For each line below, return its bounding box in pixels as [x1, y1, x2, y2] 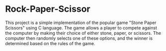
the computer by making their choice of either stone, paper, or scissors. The [5, 30, 162, 36]
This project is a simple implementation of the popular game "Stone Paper [5, 20, 157, 25]
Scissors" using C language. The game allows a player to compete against [5, 25, 158, 30]
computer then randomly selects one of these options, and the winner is [5, 35, 153, 41]
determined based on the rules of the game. [5, 40, 95, 46]
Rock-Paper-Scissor [5, 3, 90, 15]
